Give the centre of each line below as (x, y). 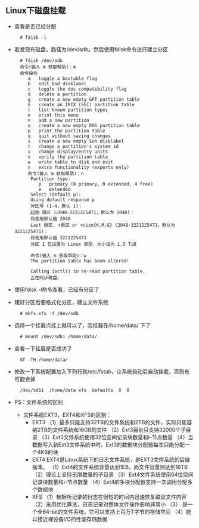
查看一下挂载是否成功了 (43, 348)
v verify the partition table (68, 157)
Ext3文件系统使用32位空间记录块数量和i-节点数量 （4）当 (123, 437)
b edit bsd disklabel (57, 84)
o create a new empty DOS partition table (84, 125)
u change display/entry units (68, 152)
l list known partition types (68, 110)
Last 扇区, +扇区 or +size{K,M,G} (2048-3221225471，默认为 (103, 225)
